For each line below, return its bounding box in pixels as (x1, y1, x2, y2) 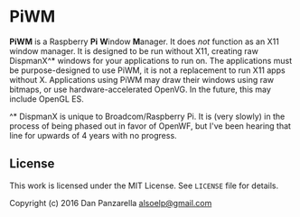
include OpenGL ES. (9, 93, 84, 104)
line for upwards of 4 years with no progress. (9, 130, 178, 140)
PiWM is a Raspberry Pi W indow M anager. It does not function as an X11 (9, 36, 280, 47)
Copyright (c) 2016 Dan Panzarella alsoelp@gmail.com (9, 197, 212, 208)
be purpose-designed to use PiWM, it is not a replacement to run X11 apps (9, 65, 286, 76)
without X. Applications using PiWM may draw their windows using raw (9, 74, 275, 85)
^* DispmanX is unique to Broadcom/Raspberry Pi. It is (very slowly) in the (9, 111, 286, 122)
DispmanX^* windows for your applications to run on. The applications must (9, 55, 293, 66)
